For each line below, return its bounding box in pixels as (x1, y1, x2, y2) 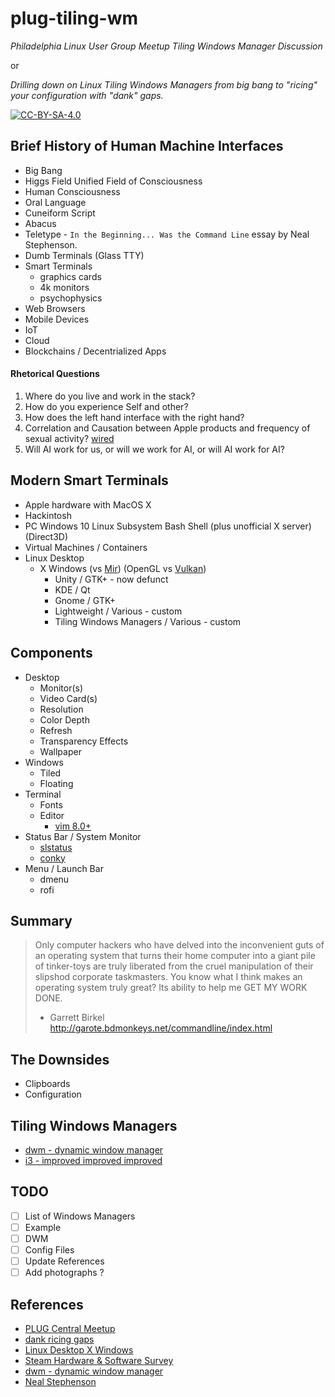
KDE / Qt (54, 583, 91, 596)
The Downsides (10, 1051, 110, 1068)
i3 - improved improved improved (24, 1155, 163, 1167)
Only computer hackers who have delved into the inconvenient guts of (34, 939, 325, 951)
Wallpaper (39, 745, 82, 757)
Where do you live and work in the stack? (24, 390, 196, 402)
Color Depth (39, 713, 90, 726)
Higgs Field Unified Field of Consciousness (24, 175, 203, 187)
